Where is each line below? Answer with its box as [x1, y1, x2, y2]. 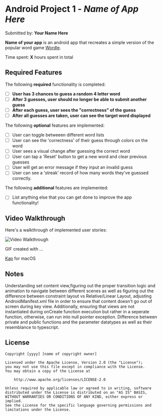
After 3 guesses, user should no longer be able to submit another [12, 96, 147, 102]
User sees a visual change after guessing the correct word [12, 148, 130, 154]
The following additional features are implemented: [5, 185, 108, 191]
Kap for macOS [5, 255, 36, 261]
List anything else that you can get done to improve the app [12, 194, 132, 200]
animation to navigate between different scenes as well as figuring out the [5, 288, 154, 294]
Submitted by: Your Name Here [5, 30, 68, 36]
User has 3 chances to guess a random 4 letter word [12, 91, 121, 96]
